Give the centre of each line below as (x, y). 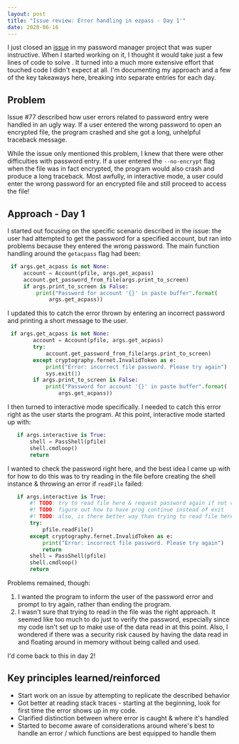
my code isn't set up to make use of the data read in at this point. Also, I (123, 627)
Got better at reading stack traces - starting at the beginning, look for (119, 703)
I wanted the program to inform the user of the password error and (115, 597)
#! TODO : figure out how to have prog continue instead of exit (127, 510)
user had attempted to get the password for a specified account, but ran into (119, 238)
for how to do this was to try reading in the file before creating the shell (111, 476)
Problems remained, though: (49, 583)
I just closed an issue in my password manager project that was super (110, 48)
